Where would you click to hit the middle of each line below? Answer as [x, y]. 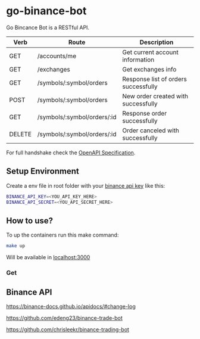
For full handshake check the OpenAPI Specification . [71, 153]
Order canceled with [151, 130]
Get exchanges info [149, 69]
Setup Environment [43, 171]
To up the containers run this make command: [62, 235]
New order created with [155, 96]
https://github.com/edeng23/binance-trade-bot [65, 318]
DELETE [20, 134]
